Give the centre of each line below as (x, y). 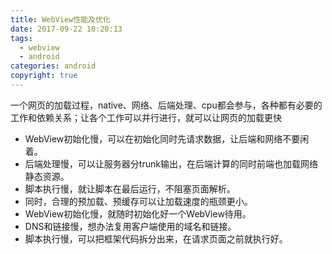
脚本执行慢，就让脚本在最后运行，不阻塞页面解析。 (130, 188)
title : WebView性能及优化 (60, 19)
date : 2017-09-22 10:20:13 (66, 29)
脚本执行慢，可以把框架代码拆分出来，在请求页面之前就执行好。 (156, 238)
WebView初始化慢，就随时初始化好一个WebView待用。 (138, 213)
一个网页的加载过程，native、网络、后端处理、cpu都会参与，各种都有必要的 (166, 105)
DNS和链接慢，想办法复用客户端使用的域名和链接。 (130, 226)
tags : (21, 38)
